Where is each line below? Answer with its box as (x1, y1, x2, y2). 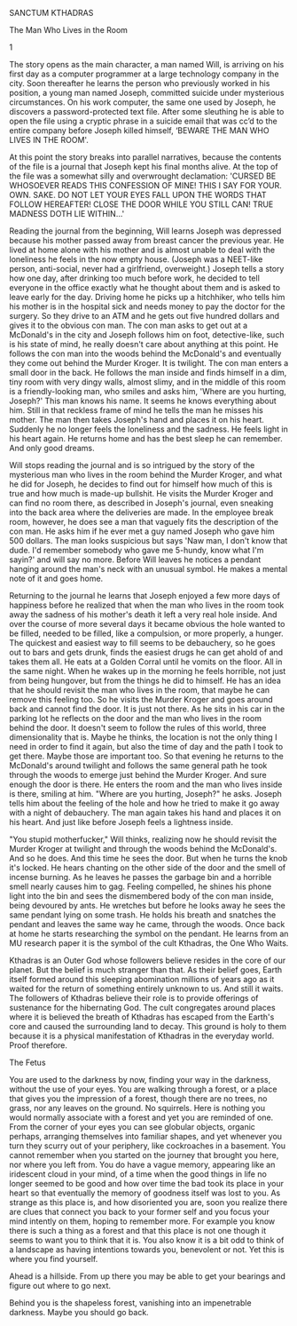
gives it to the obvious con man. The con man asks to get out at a (9, 320, 248, 330)
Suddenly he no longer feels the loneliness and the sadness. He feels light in (9, 424, 288, 434)
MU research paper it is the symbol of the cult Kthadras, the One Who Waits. (9, 938, 289, 949)
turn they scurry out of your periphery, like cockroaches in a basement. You (9, 1140, 286, 1151)
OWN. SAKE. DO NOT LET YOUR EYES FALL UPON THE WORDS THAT (9, 190, 267, 200)
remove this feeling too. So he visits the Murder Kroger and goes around (9, 695, 273, 704)
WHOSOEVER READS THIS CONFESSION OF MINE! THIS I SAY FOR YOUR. (9, 180, 282, 190)
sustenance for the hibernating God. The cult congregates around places (9, 1003, 277, 1012)
